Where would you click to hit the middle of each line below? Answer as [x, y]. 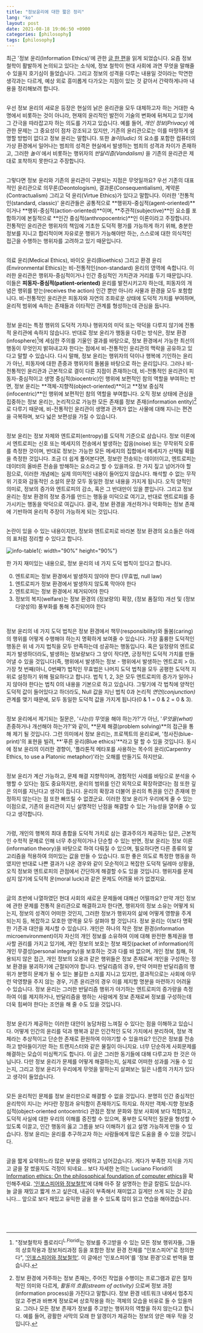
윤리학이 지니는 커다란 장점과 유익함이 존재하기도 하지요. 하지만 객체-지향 [92, 1104]
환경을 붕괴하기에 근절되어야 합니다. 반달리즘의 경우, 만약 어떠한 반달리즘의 [100, 967]
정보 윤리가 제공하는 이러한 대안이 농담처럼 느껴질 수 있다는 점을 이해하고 [92, 1024]
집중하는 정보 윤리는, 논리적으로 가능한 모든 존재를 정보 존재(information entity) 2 [101, 401]
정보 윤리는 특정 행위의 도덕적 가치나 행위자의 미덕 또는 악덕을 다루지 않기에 [95, 325]
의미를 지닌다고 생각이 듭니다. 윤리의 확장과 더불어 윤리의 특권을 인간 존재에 [101, 791]
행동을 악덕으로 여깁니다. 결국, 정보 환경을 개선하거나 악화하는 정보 [105, 504]
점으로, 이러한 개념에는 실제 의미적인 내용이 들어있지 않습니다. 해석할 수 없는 [96, 474]
